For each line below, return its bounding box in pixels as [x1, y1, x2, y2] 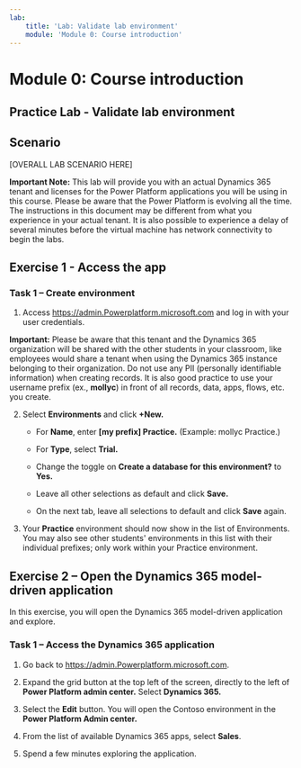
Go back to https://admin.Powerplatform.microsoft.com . [22, 659, 230, 670]
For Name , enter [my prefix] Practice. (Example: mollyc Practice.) [35, 427, 281, 438]
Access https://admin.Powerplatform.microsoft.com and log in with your [22, 307, 289, 318]
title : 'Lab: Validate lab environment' [25, 22, 179, 31]
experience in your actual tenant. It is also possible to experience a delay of [9, 214, 289, 225]
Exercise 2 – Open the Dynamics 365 [9, 568, 218, 583]
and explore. [9, 616, 56, 627]
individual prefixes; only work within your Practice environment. [22, 542, 259, 554]
